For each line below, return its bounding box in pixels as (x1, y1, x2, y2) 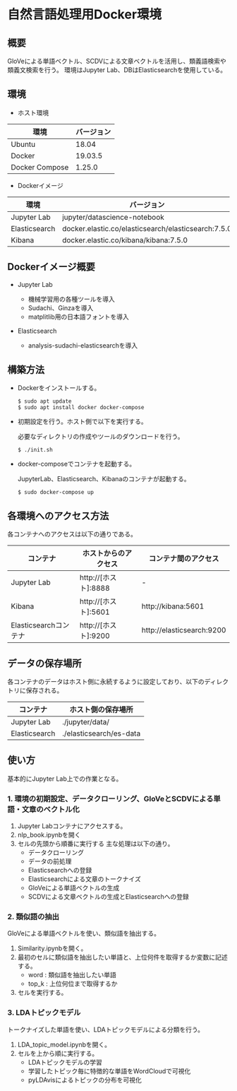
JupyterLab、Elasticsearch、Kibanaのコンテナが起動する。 (17, 475, 190, 483)
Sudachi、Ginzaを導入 (28, 303, 94, 312)
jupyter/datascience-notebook (62, 212, 164, 222)
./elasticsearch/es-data (62, 729, 141, 738)
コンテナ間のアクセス (148, 554, 219, 564)
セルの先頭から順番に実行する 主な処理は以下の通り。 (17, 839, 174, 848)
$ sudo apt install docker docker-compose (17, 404, 145, 411)
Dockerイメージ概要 (7, 261, 95, 273)
